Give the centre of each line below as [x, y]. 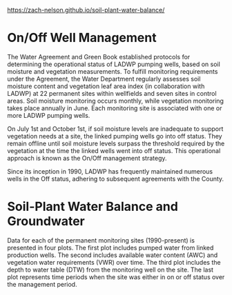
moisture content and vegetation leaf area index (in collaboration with [106, 86]
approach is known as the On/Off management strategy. [87, 158]
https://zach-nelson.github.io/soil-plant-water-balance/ [86, 10]
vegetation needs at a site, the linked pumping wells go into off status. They [115, 136]
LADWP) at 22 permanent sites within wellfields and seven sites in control [112, 93]
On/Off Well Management [82, 38]
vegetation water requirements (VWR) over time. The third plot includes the [114, 262]
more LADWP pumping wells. [49, 115]
